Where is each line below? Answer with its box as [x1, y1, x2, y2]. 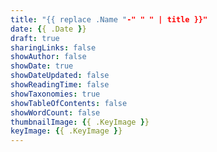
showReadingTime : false [10, 80, 110, 90]
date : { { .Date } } [10, 24, 87, 34]
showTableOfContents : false [10, 98, 128, 108]
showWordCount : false [10, 107, 101, 118]
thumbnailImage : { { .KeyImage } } [10, 117, 150, 127]
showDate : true [10, 61, 74, 71]
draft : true [10, 33, 60, 43]
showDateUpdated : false [10, 71, 110, 81]
